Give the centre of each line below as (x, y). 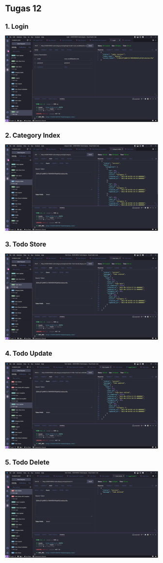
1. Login (17, 27)
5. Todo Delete (27, 462)
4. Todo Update (29, 353)
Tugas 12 (24, 9)
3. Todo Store (26, 245)
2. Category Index (33, 135)
